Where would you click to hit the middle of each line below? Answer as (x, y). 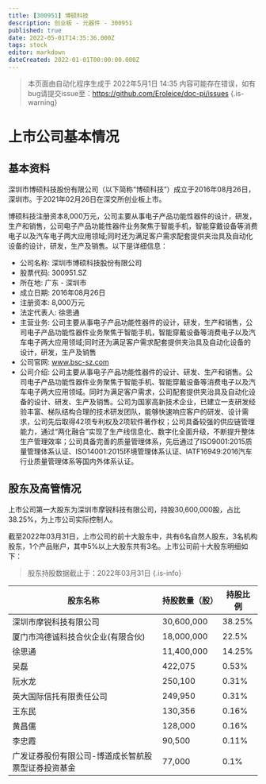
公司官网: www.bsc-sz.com (64, 361)
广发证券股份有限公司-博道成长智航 (78, 755)
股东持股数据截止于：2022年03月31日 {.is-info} (104, 573)
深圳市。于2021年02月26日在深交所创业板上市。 (87, 199)
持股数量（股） (190, 601)
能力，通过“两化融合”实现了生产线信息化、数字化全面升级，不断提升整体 (137, 431)
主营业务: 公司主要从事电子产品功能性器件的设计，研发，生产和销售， (133, 322)
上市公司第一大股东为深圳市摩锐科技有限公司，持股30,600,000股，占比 (124, 509)
